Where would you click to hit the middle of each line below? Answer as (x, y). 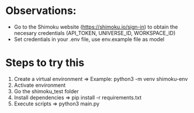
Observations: (41, 11)
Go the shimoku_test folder (46, 91)
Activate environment (40, 85)
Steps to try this (45, 63)
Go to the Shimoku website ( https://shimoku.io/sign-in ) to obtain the (96, 27)
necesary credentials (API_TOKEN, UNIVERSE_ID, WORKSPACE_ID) (95, 33)
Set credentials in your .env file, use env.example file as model (89, 39)
